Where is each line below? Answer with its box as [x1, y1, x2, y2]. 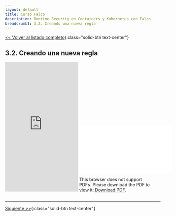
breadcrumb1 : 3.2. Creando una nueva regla [5, 21, 96, 26]
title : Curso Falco [5, 12, 45, 17]
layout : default [5, 7, 38, 12]
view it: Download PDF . [79, 187, 127, 193]
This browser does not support [79, 177, 142, 182]
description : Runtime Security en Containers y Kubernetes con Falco [5, 16, 151, 21]
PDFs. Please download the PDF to [79, 182, 150, 188]
